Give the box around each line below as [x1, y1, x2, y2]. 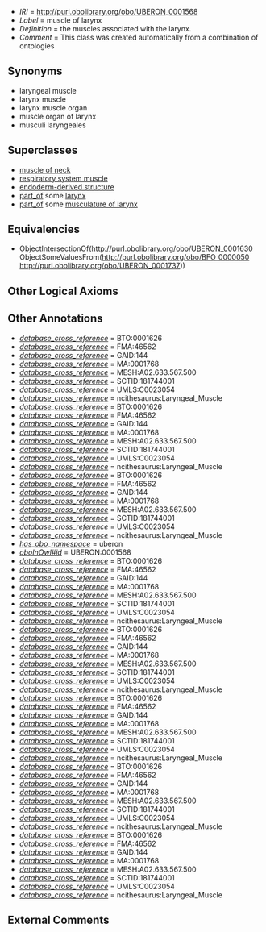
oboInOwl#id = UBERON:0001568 [19, 547, 131, 557]
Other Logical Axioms [7, 284, 118, 297]
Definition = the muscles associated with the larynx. [19, 24, 192, 33]
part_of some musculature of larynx [19, 199, 138, 209]
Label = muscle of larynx [19, 15, 102, 25]
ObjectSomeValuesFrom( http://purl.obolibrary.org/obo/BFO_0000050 [19, 252, 250, 262]
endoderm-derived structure [19, 181, 114, 192]
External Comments [7, 913, 110, 927]
